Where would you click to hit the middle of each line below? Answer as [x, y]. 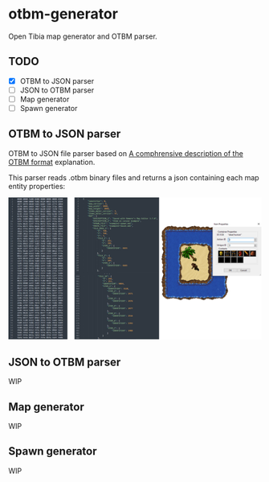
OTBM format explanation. [52, 162]
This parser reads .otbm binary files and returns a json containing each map [134, 177]
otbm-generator [63, 14]
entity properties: [37, 186]
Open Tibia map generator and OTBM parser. [83, 36]
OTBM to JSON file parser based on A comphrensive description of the [126, 153]
